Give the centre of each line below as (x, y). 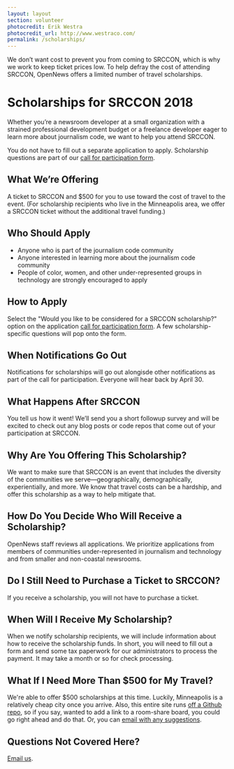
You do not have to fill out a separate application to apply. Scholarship (108, 150)
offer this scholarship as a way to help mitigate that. (81, 494)
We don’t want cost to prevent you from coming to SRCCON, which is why (114, 59)
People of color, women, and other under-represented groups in (110, 272)
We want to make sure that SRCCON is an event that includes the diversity (114, 471)
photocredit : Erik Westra (45, 27)
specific (19, 333)
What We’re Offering (53, 180)
